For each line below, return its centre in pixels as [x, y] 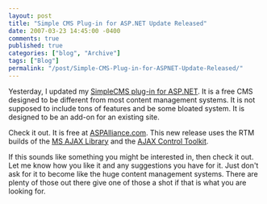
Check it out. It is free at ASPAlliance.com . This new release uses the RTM [131, 132]
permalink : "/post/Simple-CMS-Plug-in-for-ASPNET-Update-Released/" [126, 69]
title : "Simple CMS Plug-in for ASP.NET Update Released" [108, 23]
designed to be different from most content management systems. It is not [132, 100]
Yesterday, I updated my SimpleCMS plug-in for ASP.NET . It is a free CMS [131, 91]
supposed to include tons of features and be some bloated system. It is [126, 108]
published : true [35, 46]
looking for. [27, 191]
